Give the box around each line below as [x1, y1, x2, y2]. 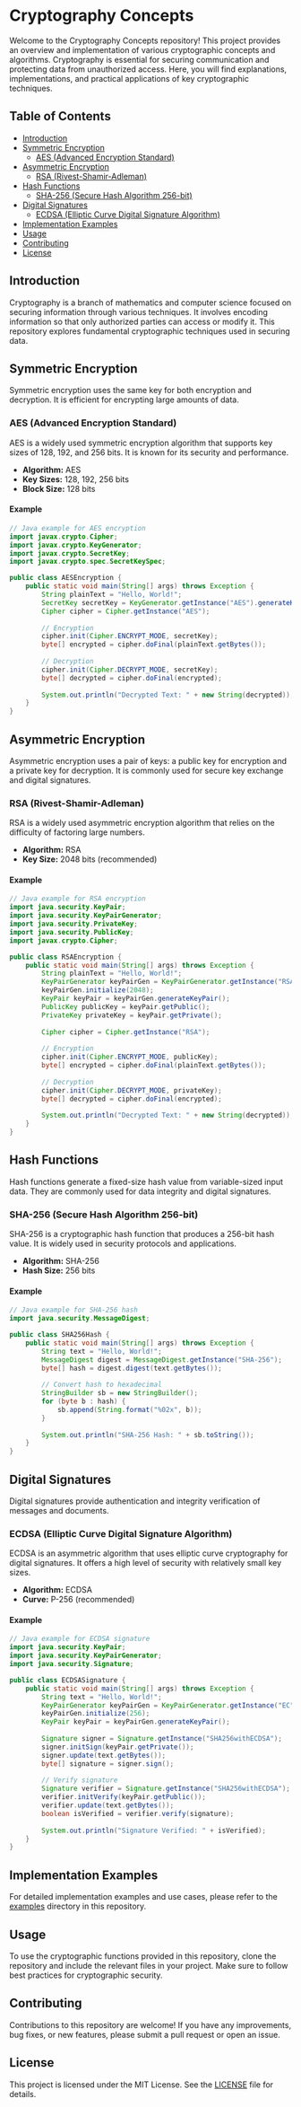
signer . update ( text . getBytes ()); [41, 1751, 167, 1760]
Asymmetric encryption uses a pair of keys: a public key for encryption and [9, 755, 287, 766]
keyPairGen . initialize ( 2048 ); [41, 986, 154, 995]
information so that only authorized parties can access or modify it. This [9, 316, 276, 327]
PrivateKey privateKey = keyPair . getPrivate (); [41, 1011, 222, 1020]
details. [9, 2088, 37, 2099]
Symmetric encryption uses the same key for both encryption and [9, 385, 253, 396]
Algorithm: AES [21, 464, 82, 475]
